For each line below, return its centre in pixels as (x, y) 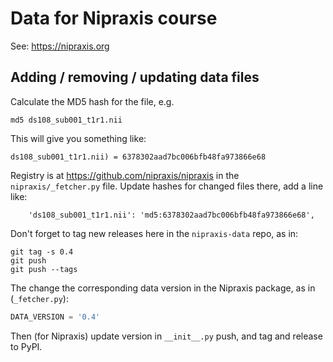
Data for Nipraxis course (114, 18)
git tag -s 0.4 (42, 252)
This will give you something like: (78, 138)
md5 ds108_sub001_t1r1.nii (66, 120)
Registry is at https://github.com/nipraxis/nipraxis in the (125, 175)
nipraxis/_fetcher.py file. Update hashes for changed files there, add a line (167, 186)
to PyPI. (26, 346)
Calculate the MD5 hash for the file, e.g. (92, 101)
